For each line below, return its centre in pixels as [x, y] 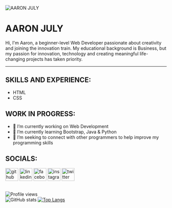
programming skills [33, 142]
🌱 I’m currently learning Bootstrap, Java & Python [64, 132]
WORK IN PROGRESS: [40, 114]
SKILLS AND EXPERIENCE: [48, 80]
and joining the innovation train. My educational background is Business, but [86, 48]
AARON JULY [34, 29]
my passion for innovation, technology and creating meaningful [72, 53]
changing [15, 59]
